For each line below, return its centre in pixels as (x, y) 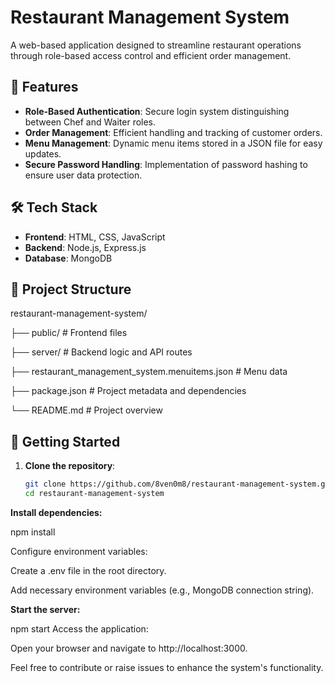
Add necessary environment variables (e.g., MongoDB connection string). (162, 590)
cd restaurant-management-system (94, 494)
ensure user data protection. (83, 175)
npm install (33, 532)
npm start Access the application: (79, 628)
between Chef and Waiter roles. (90, 122)
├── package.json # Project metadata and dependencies (128, 391)
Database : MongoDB (68, 258)
